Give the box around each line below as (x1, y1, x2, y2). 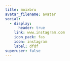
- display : (9, 21, 32, 26)
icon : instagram (14, 39, 48, 44)
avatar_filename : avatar (5, 12, 56, 17)
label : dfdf (14, 44, 38, 49)
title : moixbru (5, 7, 36, 12)
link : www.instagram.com (14, 30, 65, 35)
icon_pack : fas (14, 35, 45, 40)
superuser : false (5, 48, 41, 53)
